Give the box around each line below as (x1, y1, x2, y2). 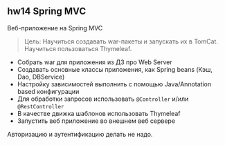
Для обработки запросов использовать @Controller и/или (17, 95, 189, 103)
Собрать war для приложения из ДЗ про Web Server (17, 58, 173, 66)
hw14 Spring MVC (7, 6, 87, 17)
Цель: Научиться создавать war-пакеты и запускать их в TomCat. (24, 37, 218, 46)
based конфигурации (17, 87, 80, 95)
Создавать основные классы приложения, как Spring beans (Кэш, (17, 65, 213, 73)
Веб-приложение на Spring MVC (7, 23, 103, 32)
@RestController (17, 103, 64, 110)
